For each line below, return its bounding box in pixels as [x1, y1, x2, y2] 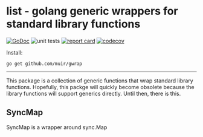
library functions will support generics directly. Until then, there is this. [6, 90, 181, 97]
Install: [6, 48, 23, 56]
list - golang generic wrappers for [6, 4, 178, 18]
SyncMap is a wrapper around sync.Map [6, 123, 108, 131]
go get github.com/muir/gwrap [6, 61, 83, 67]
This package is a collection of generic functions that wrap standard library [6, 77, 193, 84]
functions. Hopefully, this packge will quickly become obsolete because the [6, 83, 195, 90]
